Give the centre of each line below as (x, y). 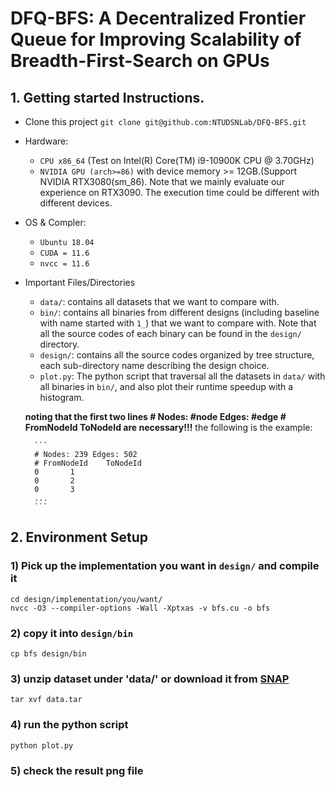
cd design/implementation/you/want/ (86, 599)
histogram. (62, 397)
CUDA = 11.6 (64, 253)
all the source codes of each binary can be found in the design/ (170, 333)
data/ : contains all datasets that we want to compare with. (159, 301)
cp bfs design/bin (48, 653)
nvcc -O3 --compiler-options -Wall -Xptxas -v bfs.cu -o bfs (140, 608)
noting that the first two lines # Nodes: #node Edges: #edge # (155, 416)
